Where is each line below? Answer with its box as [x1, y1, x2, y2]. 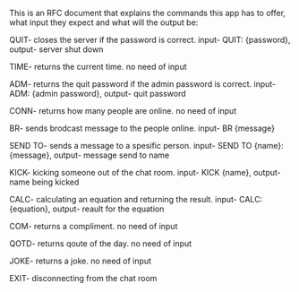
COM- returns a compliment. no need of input [9, 221, 178, 231]
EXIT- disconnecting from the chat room [9, 273, 158, 283]
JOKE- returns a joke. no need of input [9, 255, 152, 266]
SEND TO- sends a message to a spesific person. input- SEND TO [9, 141, 252, 150]
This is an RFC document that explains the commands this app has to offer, [9, 8, 286, 18]
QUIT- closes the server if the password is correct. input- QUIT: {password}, [9, 35, 291, 45]
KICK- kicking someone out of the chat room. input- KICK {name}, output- [9, 167, 282, 177]
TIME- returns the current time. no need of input [9, 62, 187, 72]
